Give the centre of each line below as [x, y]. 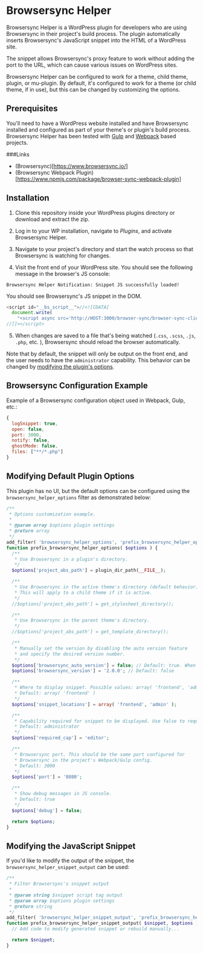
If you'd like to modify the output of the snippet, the [70, 861]
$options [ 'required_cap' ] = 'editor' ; [61, 738]
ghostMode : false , [35, 446]
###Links [18, 154]
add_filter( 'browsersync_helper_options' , [62, 542]
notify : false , [31, 440]
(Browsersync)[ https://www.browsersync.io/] [71, 166]
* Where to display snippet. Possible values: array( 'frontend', [100, 688]
